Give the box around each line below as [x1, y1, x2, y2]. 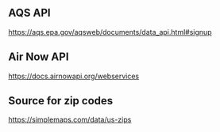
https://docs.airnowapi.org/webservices [8, 71, 140, 81]
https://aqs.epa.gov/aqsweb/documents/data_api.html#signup [8, 27, 212, 36]
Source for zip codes [8, 94, 114, 107]
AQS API [8, 6, 52, 20]
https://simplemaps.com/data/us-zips [8, 115, 132, 125]
